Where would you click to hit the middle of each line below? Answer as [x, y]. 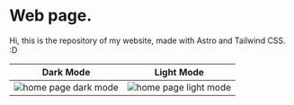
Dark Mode [66, 72]
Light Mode [179, 72]
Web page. [51, 16]
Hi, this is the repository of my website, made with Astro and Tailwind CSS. [147, 40]
